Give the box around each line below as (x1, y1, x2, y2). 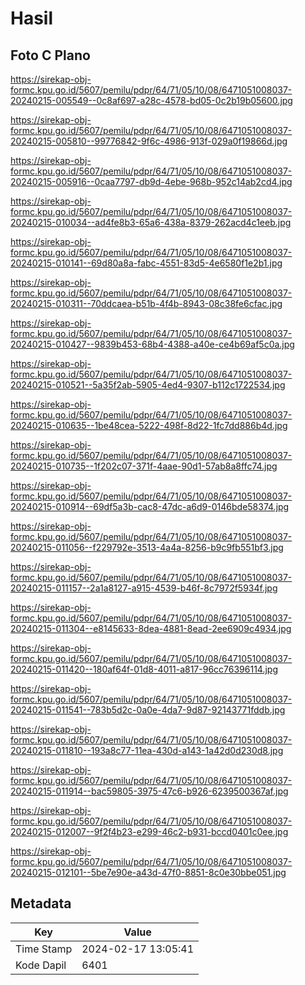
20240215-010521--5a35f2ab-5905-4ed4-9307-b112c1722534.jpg (10, 379, 286, 391)
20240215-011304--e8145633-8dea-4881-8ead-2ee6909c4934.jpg (10, 623, 292, 634)
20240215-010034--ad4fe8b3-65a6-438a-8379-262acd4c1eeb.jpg (10, 217, 292, 228)
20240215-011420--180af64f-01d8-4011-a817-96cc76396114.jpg (10, 663, 279, 675)
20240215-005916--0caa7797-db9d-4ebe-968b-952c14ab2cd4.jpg (10, 176, 293, 187)
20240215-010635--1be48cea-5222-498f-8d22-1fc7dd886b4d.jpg (10, 420, 288, 431)
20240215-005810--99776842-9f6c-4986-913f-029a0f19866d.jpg (10, 135, 288, 147)
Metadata (10, 895, 72, 912)
